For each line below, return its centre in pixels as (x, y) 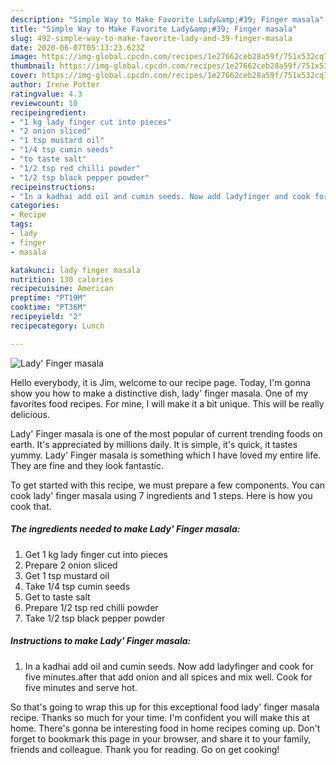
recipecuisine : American (62, 289)
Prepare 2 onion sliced (71, 565)
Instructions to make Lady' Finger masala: (101, 641)
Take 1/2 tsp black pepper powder (95, 618)
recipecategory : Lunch (57, 326)
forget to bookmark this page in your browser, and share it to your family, (161, 738)
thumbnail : (33, 66)
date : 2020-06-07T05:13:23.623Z (77, 47)
